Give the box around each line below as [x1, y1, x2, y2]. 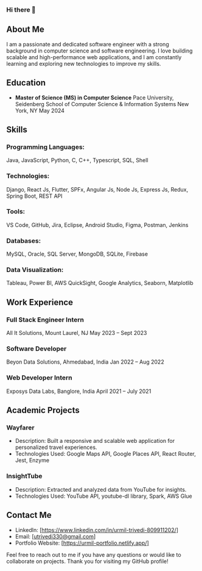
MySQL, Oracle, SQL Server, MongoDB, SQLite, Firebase [6, 250, 148, 258]
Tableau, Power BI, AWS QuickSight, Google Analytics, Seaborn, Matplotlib [6, 279, 193, 287]
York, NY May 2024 [15, 107, 65, 114]
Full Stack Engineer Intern [6, 315, 84, 324]
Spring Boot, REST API [6, 192, 63, 199]
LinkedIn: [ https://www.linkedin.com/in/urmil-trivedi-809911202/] [15, 526, 178, 533]
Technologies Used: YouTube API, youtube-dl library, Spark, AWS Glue [15, 492, 193, 500]
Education [6, 77, 46, 88]
